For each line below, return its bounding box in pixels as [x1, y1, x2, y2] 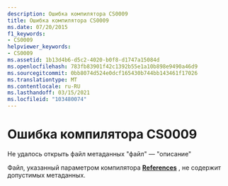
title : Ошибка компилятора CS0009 [7, 17, 110, 24]
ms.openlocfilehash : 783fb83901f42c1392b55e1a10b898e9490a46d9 [7, 63, 198, 70]
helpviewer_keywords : [7, 43, 72, 50]
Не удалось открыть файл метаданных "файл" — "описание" [7, 149, 192, 158]
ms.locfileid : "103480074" [7, 96, 87, 103]
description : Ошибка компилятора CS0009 [7, 10, 129, 18]
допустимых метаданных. [7, 170, 86, 179]
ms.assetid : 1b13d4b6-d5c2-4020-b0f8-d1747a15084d [7, 57, 160, 64]
